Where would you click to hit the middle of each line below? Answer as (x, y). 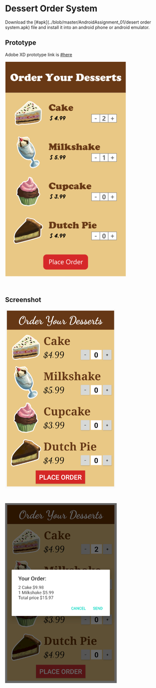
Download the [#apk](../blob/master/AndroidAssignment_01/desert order (78, 22)
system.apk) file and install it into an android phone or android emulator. (78, 27)
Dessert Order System (51, 9)
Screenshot (23, 300)
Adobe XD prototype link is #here (39, 54)
